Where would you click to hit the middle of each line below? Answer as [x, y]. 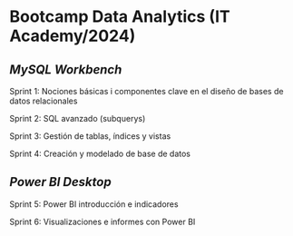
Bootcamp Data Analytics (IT [120, 17]
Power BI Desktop [60, 182]
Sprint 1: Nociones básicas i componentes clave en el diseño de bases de [146, 91]
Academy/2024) [73, 36]
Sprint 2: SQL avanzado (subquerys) [78, 118]
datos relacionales [44, 101]
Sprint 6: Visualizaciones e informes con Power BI [103, 221]
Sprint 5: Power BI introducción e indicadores [94, 204]
